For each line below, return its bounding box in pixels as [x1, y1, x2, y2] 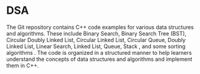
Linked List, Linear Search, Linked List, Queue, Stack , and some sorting [6, 43, 186, 50]
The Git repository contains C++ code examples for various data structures [6, 23, 194, 31]
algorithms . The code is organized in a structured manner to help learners [6, 49, 192, 56]
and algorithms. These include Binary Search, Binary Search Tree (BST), [6, 29, 187, 37]
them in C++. [6, 61, 39, 69]
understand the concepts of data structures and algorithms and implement [6, 55, 193, 63]
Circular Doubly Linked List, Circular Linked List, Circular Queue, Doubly [6, 36, 186, 43]
